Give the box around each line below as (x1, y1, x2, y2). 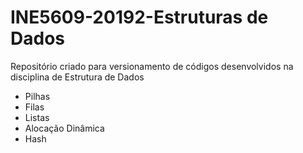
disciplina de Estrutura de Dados (10, 71, 145, 83)
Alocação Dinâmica (24, 122, 105, 134)
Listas (24, 111, 50, 123)
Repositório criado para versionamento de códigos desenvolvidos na (10, 60, 294, 72)
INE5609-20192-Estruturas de (10, 6, 269, 29)
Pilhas (24, 90, 51, 102)
